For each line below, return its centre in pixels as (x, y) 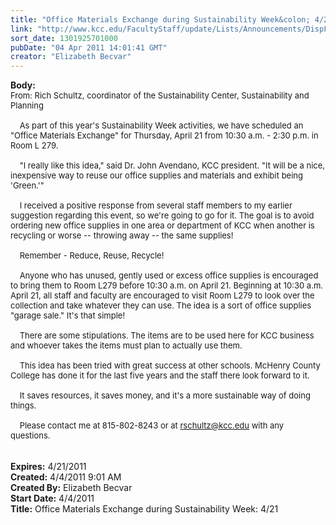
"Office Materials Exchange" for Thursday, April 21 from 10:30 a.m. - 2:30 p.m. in (164, 135)
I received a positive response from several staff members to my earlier (156, 205)
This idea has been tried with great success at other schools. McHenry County (170, 365)
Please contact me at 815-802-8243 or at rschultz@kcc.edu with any (152, 425)
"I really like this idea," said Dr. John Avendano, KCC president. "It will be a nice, (172, 165)
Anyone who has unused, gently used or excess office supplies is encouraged (169, 275)
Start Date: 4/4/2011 (52, 498)
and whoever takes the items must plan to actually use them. (126, 345)
